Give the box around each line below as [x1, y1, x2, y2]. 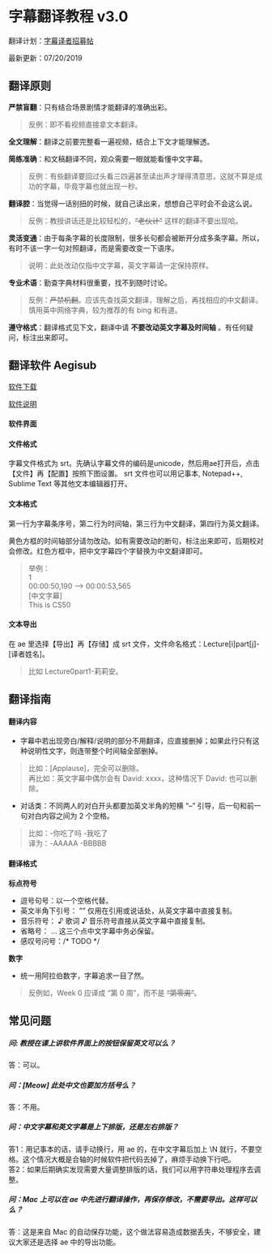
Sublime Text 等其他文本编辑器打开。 [8, 479, 132, 489]
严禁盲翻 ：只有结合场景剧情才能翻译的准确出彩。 [8, 102, 172, 112]
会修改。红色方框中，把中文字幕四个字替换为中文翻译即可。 [8, 545, 207, 556]
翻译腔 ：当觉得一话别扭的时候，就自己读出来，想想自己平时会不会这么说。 [8, 198, 257, 208]
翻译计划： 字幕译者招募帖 [8, 36, 94, 45]
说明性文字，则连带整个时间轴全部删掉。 [27, 746, 163, 756]
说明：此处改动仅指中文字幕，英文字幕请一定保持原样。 [28, 261, 213, 270]
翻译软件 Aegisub [8, 359, 97, 373]
